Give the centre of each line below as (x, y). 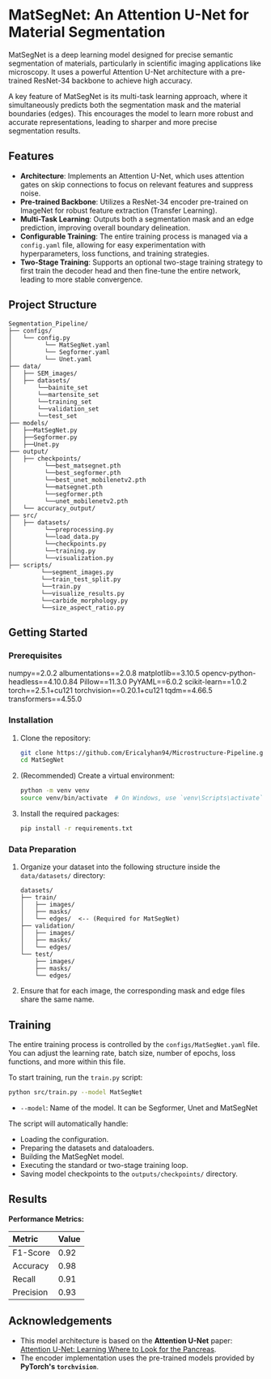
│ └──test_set (43, 416)
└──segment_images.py (77, 572)
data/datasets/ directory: (63, 876)
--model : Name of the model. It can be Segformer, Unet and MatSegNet (139, 1108)
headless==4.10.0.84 (43, 682)
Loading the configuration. (64, 1139)
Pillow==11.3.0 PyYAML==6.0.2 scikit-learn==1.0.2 (163, 682)
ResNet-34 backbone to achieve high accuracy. (113, 80)
